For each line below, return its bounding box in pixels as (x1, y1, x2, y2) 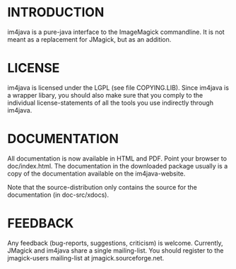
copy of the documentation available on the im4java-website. (7, 169, 186, 178)
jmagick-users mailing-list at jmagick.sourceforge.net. (7, 253, 165, 262)
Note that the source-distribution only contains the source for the (7, 183, 198, 191)
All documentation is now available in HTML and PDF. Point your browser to (7, 154, 228, 163)
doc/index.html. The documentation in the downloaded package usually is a (7, 161, 228, 170)
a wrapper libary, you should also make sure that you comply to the (7, 91, 203, 99)
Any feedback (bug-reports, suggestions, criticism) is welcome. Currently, (7, 239, 224, 247)
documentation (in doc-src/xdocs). (7, 190, 110, 199)
